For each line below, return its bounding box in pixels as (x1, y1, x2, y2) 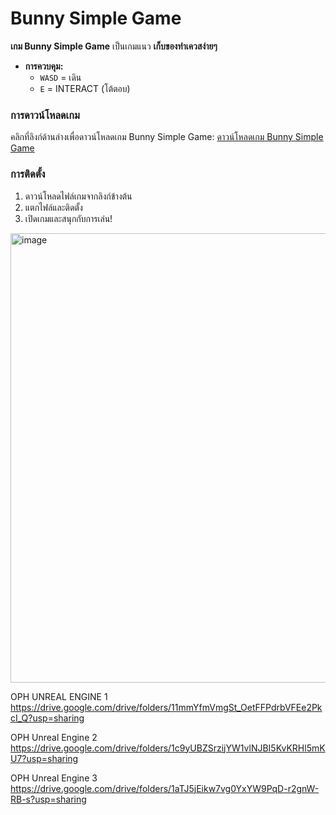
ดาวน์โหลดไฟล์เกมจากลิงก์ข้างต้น (24, 190, 133, 202)
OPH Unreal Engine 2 (10, 731, 98, 743)
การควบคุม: (24, 60, 64, 72)
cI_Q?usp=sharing (10, 712, 85, 724)
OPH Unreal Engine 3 (10, 772, 98, 784)
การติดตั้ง (10, 167, 46, 181)
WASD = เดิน (39, 71, 82, 83)
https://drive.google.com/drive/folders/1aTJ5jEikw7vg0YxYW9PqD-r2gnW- (10, 782, 320, 794)
